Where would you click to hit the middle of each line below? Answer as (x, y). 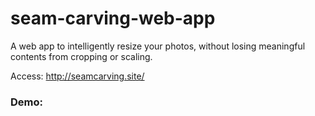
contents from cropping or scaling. (81, 56)
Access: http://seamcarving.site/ (77, 76)
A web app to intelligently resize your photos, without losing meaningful (158, 46)
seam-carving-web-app (113, 18)
